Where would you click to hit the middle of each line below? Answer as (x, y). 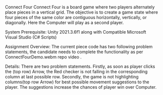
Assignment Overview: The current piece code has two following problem (79, 47)
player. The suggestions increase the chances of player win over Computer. (81, 87)
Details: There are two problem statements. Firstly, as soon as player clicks (80, 66)
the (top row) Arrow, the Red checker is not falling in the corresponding (76, 72)
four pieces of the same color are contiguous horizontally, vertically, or (76, 17)
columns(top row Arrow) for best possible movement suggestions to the (77, 82)
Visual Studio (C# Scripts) (31, 37)
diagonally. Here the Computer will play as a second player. (64, 22)
